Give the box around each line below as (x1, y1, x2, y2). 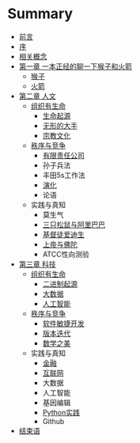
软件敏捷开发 (42, 318, 85, 328)
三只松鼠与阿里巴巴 (42, 219, 106, 229)
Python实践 (42, 407, 80, 417)
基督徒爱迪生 (42, 229, 85, 239)
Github (42, 416, 65, 426)
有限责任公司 (42, 150, 85, 160)
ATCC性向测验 (42, 249, 89, 259)
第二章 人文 (18, 91, 56, 100)
